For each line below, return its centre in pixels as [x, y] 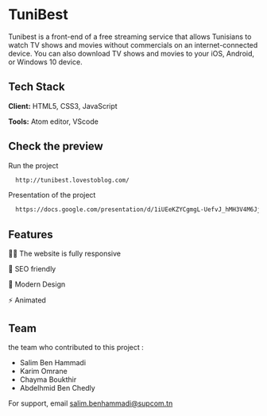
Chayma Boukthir [48, 379]
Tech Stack [37, 87]
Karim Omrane [43, 371]
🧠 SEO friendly [32, 269]
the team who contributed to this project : [76, 347]
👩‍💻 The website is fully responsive [65, 254]
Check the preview [56, 146]
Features [31, 235]
